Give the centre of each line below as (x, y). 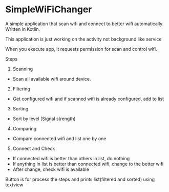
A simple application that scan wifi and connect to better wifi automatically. (84, 24)
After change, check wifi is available (51, 169)
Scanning (23, 69)
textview (14, 185)
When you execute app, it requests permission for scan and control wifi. (81, 49)
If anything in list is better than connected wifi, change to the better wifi (88, 164)
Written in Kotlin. (23, 29)
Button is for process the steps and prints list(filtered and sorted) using (80, 179)
